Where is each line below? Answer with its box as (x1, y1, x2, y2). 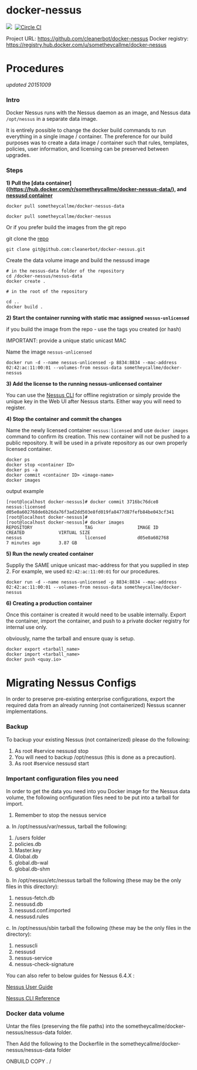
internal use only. (6, 624, 48, 631)
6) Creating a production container (6, 600, 93, 607)
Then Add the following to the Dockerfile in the (6, 1040, 119, 1047)
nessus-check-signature (14, 961, 74, 967)
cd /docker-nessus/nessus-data (6, 273, 83, 279)
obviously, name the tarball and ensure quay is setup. (6, 635, 135, 642)
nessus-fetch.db (14, 895, 55, 901)
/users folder (14, 834, 46, 841)
